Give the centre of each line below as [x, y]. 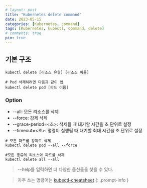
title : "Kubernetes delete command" [43, 15]
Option [14, 100]
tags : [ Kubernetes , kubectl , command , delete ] [55, 29]
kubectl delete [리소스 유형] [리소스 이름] [47, 72]
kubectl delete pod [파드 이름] [37, 87]
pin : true [16, 38]
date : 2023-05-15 [23, 19]
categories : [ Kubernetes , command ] [42, 24]
